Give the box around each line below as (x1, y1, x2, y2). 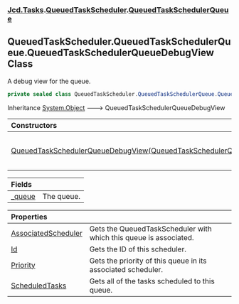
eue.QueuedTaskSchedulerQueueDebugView (7, 47, 215, 59)
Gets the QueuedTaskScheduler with (89, 224, 212, 234)
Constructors (11, 120, 58, 130)
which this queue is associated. (89, 232, 194, 242)
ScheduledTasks (11, 281, 67, 291)
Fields (11, 179, 32, 189)
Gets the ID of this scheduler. (89, 244, 187, 254)
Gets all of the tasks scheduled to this (89, 276, 215, 286)
